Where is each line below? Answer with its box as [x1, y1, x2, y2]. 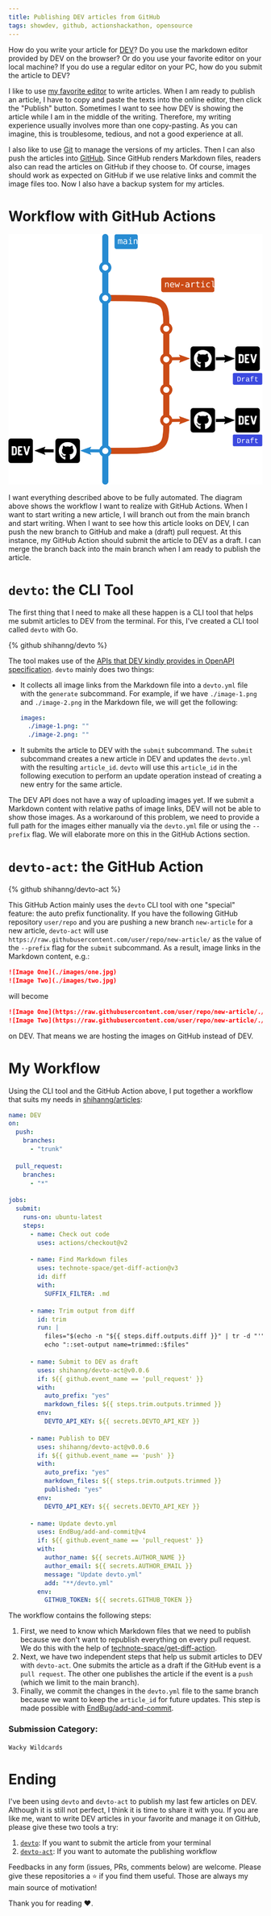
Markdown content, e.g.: [8, 952, 90, 962]
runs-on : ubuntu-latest [23, 1213, 103, 1221]
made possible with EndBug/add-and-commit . [19, 1703, 174, 1714]
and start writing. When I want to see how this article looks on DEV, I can [8, 518, 250, 528]
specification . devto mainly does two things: [8, 664, 155, 674]
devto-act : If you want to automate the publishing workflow [19, 1847, 218, 1856]
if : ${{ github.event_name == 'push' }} [37, 1451, 175, 1459]
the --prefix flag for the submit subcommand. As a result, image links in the [8, 943, 261, 953]
